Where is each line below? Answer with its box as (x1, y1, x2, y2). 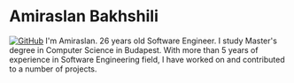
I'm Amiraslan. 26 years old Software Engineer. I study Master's (45, 35, 277, 46)
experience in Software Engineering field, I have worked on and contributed (9, 54, 285, 64)
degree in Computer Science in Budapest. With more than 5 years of (9, 44, 259, 55)
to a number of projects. (9, 64, 97, 74)
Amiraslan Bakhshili (9, 6, 159, 26)
